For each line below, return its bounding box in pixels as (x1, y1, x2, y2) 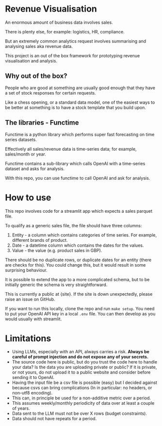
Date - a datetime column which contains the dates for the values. (12, 242, 144, 248)
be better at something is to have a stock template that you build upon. (5, 104, 146, 110)
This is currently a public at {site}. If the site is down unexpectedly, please (5, 291, 153, 297)
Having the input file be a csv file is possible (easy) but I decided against (12, 379, 158, 386)
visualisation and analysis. (5, 58, 57, 63)
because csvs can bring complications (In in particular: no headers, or (12, 385, 152, 391)
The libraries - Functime (5, 119, 79, 127)
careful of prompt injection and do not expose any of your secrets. (12, 354, 149, 360)
